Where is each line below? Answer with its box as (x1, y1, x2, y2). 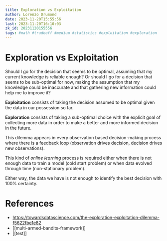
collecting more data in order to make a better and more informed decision (5, 119, 159, 125)
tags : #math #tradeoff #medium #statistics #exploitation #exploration (5, 30, 157, 35)
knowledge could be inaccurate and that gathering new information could (5, 84, 156, 90)
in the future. (5, 125, 32, 131)
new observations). (5, 145, 45, 151)
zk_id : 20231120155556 (5, 26, 52, 31)
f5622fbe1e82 (12, 220, 41, 226)
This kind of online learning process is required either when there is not (5, 155, 152, 161)
